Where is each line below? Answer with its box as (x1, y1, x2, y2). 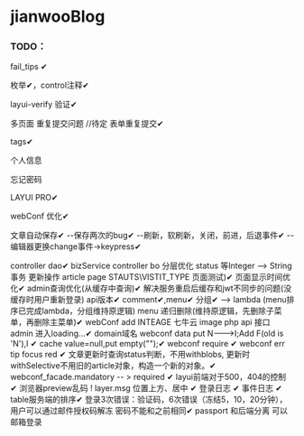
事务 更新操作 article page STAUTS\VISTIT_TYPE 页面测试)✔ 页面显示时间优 (10, 272, 291, 283)
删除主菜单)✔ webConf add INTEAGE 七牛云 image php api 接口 (33, 317, 271, 328)
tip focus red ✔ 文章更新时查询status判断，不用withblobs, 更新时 (10, 349, 251, 360)
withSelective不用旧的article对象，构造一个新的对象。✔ (10, 360, 216, 371)
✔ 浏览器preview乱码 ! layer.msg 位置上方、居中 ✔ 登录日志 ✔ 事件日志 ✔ (10, 383, 282, 394)
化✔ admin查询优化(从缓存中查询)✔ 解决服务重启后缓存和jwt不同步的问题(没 (10, 283, 292, 294)
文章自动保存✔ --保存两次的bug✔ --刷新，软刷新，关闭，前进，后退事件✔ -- (10, 230, 295, 241)
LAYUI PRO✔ (10, 192, 59, 203)
